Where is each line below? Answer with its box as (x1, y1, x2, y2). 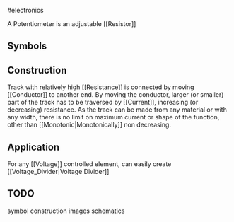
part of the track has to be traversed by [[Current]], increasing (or (7, 98, 199, 107)
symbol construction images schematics (7, 206, 125, 215)
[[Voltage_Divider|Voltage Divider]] (7, 168, 110, 176)
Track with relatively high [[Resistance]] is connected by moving (7, 83, 194, 91)
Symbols (7, 40, 47, 52)
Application (7, 141, 60, 153)
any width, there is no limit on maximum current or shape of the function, (7, 113, 220, 122)
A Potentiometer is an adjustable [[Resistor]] (7, 20, 136, 28)
